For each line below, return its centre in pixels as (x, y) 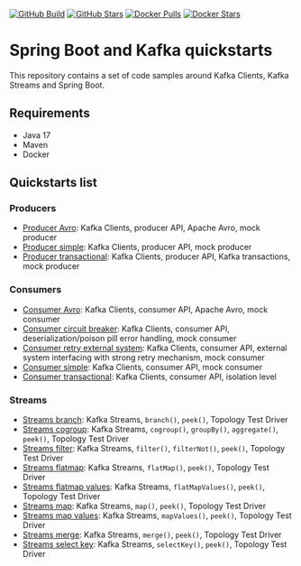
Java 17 (36, 135)
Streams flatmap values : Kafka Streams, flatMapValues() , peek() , (144, 487)
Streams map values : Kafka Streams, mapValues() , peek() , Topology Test (157, 515)
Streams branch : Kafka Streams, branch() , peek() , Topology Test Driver (155, 420)
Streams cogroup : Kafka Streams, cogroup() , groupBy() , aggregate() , (150, 430)
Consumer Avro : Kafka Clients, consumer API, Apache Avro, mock (145, 309)
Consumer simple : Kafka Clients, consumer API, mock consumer (142, 367)
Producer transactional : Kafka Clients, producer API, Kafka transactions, (156, 256)
